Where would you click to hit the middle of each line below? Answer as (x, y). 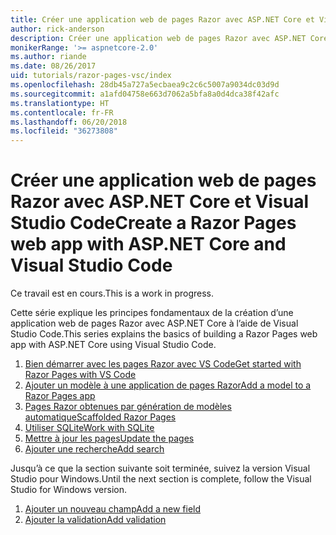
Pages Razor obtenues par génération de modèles (128, 407)
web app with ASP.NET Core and (148, 244)
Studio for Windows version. (68, 490)
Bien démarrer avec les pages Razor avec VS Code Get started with (163, 364)
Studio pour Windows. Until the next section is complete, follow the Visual (161, 479)
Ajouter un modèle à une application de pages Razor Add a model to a (168, 385)
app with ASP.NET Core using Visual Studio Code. (113, 345)
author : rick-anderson (57, 29)
